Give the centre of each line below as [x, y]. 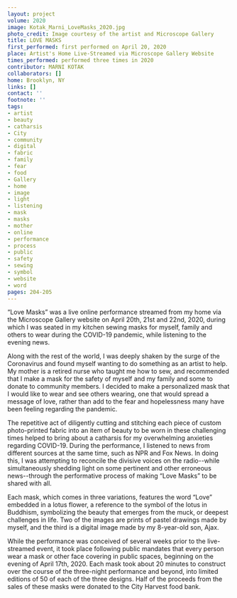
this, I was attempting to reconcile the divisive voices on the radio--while [114, 461]
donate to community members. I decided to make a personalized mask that [118, 387]
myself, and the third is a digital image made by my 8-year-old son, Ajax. [113, 528]
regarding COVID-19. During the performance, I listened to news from [109, 446]
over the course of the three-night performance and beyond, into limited [113, 572]
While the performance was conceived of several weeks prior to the [106, 541]
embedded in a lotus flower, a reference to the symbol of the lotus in [107, 505]
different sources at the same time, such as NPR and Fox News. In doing [113, 453]
